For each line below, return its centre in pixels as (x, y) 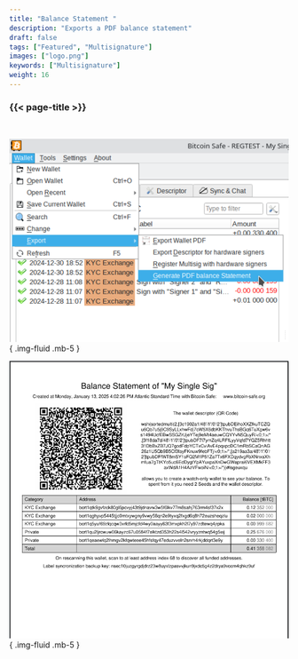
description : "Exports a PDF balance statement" (101, 28)
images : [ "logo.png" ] (49, 56)
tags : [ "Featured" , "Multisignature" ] (81, 47)
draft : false (33, 37)
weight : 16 (29, 75)
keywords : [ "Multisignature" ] (65, 66)
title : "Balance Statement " (63, 19)
